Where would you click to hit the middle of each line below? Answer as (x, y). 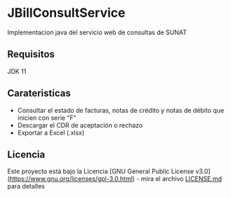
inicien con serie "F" (47, 118)
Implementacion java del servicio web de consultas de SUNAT (97, 32)
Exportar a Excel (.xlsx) (51, 133)
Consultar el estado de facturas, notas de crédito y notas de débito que (121, 110)
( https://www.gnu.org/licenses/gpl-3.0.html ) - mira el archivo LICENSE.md (115, 179)
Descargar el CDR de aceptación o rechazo (80, 125)
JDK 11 (17, 71)
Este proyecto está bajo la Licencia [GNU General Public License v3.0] (109, 171)
